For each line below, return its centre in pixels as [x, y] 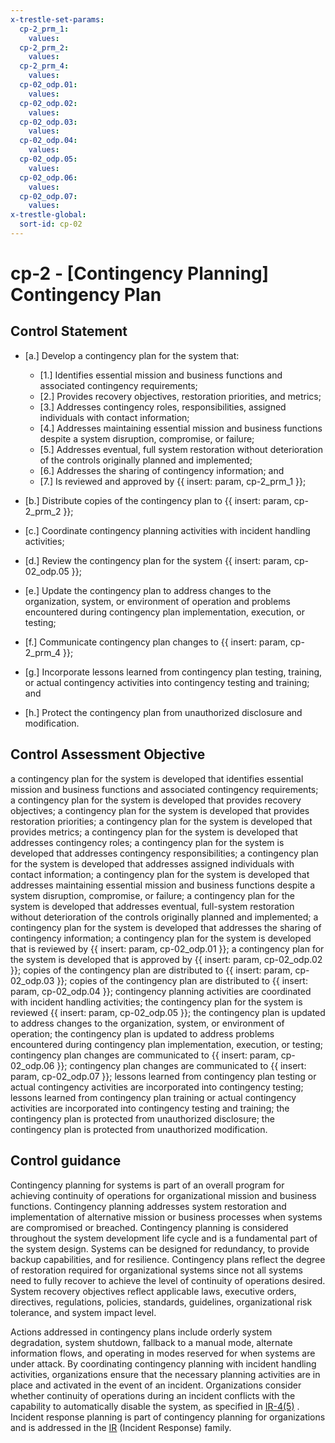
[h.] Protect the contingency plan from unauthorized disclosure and [163, 712]
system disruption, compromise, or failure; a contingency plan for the [152, 895]
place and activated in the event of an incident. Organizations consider [156, 1385]
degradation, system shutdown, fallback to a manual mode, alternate [151, 1342]
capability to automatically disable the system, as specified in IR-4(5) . [155, 1406]
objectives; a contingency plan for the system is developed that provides [160, 810]
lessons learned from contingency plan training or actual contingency [153, 1097]
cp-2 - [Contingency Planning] [140, 273]
